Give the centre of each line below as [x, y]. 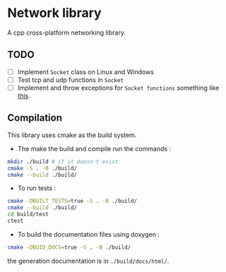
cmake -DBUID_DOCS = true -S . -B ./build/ [69, 247]
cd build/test [28, 214]
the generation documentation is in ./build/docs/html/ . [88, 261]
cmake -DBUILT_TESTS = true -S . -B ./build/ [72, 201]
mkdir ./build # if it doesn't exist [63, 161]
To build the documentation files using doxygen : [89, 234]
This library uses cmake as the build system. [72, 135]
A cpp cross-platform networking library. [66, 32]
